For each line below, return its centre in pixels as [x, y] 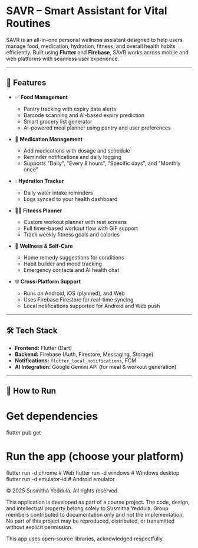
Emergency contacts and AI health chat [71, 270]
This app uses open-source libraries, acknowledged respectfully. [85, 539]
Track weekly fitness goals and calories [71, 234]
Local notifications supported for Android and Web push [92, 306]
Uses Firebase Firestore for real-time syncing [78, 299]
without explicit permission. [39, 527]
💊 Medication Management [49, 139]
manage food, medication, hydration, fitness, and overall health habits [91, 46]
